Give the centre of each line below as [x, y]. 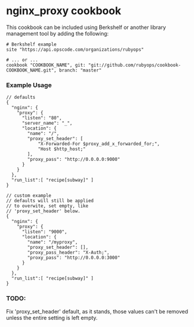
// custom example [29, 196]
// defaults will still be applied [50, 201]
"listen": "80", [42, 118]
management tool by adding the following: [57, 33]
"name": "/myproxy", [53, 242]
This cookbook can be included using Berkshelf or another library [86, 27]
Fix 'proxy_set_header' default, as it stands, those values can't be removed [97, 311]
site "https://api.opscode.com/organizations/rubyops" [75, 49]
